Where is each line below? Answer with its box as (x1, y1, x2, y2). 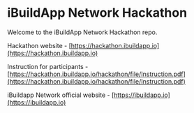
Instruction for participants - (7, 62, 89, 70)
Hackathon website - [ (7, 41, 72, 50)
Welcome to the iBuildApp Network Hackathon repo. (7, 28, 158, 36)
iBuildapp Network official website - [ (7, 91, 114, 99)
